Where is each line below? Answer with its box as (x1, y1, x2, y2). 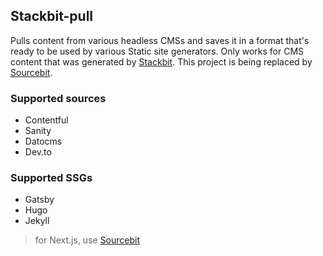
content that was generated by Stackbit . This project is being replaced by (10, 55, 313, 68)
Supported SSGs (10, 171, 93, 185)
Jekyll (24, 215, 50, 227)
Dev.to (24, 146, 52, 158)
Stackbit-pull (10, 8, 94, 25)
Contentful (24, 114, 69, 126)
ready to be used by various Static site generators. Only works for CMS (10, 45, 305, 57)
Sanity (24, 125, 52, 137)
